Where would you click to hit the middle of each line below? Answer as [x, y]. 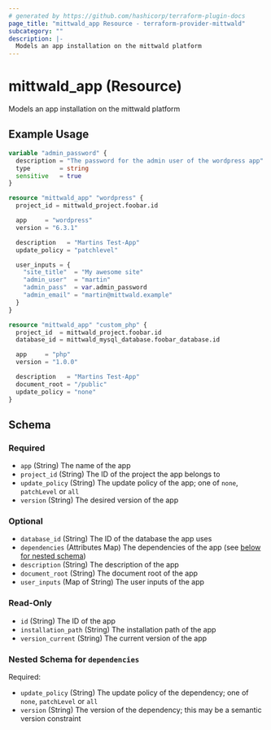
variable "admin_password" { [58, 153]
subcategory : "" [36, 31]
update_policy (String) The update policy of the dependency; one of [135, 693]
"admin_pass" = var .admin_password [85, 288]
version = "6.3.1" [47, 228]
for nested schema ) [53, 556]
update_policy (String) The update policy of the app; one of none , [129, 483]
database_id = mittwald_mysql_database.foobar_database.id [118, 340]
